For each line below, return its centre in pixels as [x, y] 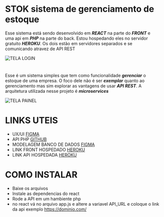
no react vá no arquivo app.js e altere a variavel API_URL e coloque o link [86, 204]
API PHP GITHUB [29, 139]
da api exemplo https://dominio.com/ [49, 209]
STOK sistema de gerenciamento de [80, 9]
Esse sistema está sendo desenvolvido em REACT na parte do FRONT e [78, 33]
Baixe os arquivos [30, 188]
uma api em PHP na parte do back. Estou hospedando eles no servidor [77, 38]
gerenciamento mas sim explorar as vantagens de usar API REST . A [73, 86]
